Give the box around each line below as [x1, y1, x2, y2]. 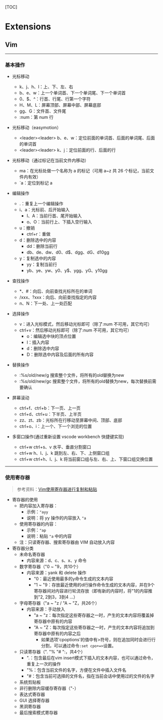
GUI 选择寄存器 [19, 697, 50, 703]
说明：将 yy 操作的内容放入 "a [26, 515, 86, 520]
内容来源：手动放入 [26, 606, 65, 612]
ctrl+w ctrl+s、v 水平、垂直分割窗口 [19, 444, 91, 450]
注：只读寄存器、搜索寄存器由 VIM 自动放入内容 [19, 539, 115, 545]
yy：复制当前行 [26, 261, 57, 267]
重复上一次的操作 [26, 661, 61, 666]
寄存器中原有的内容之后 [33, 630, 81, 636]
